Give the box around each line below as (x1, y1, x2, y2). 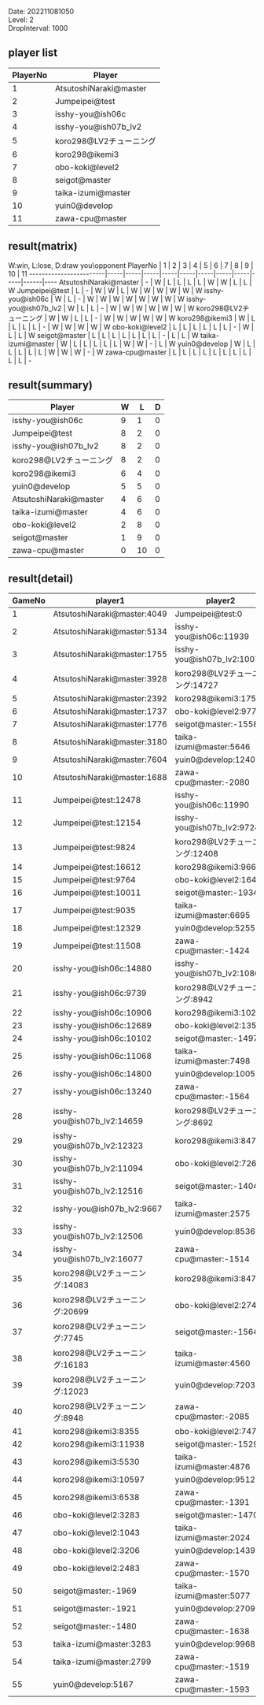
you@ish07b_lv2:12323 (53, 1140, 144, 1151)
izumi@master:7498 (174, 1056, 251, 1067)
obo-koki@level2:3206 (53, 1545, 140, 1556)
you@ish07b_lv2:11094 (53, 1163, 144, 1174)
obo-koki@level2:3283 (53, 1510, 140, 1521)
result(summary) (8, 378, 93, 392)
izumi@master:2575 (174, 1209, 251, 1220)
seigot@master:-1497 (174, 1033, 259, 1044)
